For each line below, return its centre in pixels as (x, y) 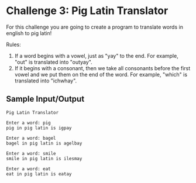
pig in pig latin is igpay (39, 128)
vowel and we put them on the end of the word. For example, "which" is (101, 74)
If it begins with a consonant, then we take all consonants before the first (102, 68)
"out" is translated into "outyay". (53, 62)
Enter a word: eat (28, 169)
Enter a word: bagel (31, 138)
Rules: (14, 44)
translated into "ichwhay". (46, 81)
